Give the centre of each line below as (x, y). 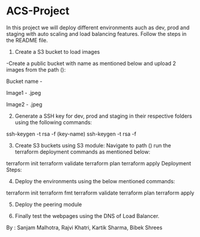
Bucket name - (24, 81)
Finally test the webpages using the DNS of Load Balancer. (87, 216)
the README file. (27, 40)
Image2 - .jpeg (24, 104)
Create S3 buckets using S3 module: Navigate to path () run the (93, 145)
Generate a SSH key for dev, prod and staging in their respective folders (103, 116)
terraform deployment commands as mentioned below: (82, 152)
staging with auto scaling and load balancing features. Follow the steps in (96, 33)
